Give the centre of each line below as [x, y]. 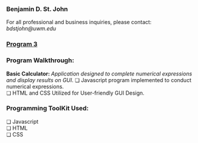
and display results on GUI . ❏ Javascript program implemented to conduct [99, 80]
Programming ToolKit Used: [48, 109]
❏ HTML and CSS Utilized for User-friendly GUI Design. [75, 93]
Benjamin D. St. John [37, 9]
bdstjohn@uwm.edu [31, 28]
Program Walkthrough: [40, 60]
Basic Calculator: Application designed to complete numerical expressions [99, 74]
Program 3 [22, 44]
